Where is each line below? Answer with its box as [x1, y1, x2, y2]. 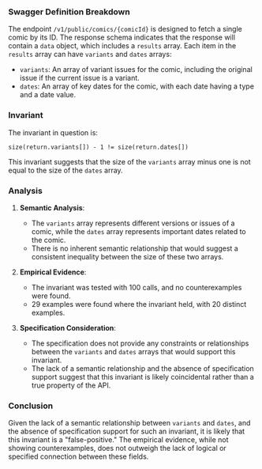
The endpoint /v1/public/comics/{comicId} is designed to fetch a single [8, 25, 242, 34]
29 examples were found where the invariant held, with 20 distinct [31, 299, 247, 308]
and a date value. [19, 90, 77, 100]
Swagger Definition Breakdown [8, 6, 130, 17]
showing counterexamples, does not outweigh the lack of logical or [8, 444, 226, 453]
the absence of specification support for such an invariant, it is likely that [8, 426, 245, 437]
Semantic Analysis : [19, 202, 85, 212]
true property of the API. [31, 380, 111, 390]
